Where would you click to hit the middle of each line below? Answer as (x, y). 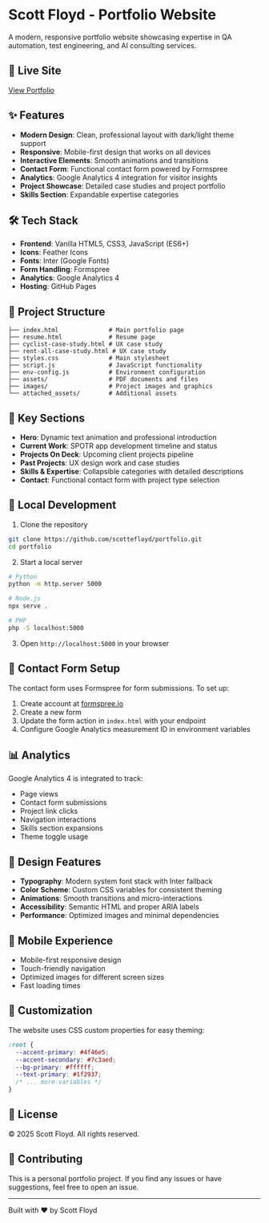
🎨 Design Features (55, 861)
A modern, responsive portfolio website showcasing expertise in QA (120, 37)
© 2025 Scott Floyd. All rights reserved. (74, 1134)
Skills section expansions (62, 828)
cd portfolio (30, 546)
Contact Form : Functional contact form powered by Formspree (124, 169)
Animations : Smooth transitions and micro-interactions (111, 898)
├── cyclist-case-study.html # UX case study (85, 344)
